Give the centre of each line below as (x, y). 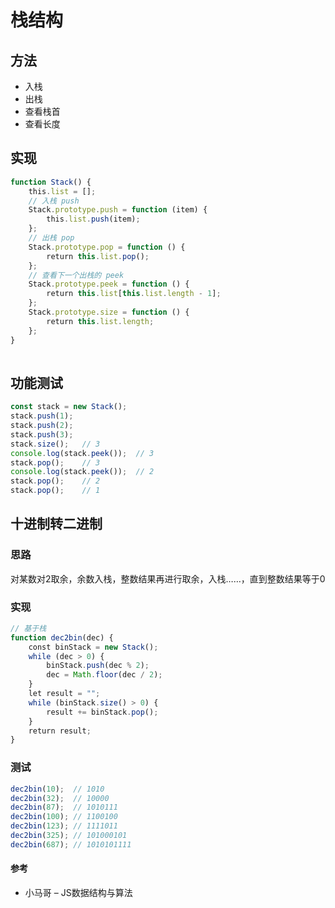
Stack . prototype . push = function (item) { (118, 210)
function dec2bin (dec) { (62, 637)
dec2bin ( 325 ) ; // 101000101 (69, 836)
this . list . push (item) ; (93, 219)
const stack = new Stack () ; (69, 407)
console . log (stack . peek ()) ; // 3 (82, 453)
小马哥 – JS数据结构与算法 (78, 892)
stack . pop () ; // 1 (55, 491)
